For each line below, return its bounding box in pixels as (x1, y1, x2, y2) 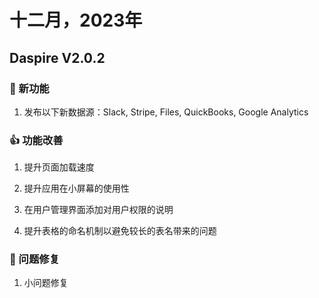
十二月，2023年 (9, 9, 143, 32)
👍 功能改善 (9, 133, 64, 147)
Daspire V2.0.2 (9, 49, 106, 66)
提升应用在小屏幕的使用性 (23, 182, 130, 195)
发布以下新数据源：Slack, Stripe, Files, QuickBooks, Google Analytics (23, 106, 309, 118)
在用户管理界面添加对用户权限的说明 (23, 204, 174, 216)
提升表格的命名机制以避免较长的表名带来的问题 (23, 225, 217, 237)
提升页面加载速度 (23, 161, 95, 173)
